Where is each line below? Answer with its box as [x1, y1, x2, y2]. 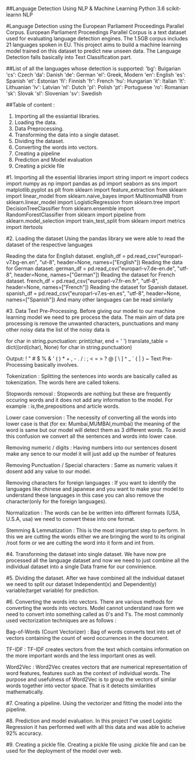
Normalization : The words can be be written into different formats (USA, [6, 509, 181, 516]
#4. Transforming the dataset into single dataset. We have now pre [6, 551, 166, 557]
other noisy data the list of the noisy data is [6, 326, 110, 333]
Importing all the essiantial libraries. [14, 113, 100, 120]
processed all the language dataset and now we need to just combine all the [6, 557, 189, 564]
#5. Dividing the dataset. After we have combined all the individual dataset [6, 574, 185, 581]
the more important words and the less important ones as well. [6, 652, 156, 659]
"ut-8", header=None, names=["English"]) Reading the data [39, 259, 183, 265]
